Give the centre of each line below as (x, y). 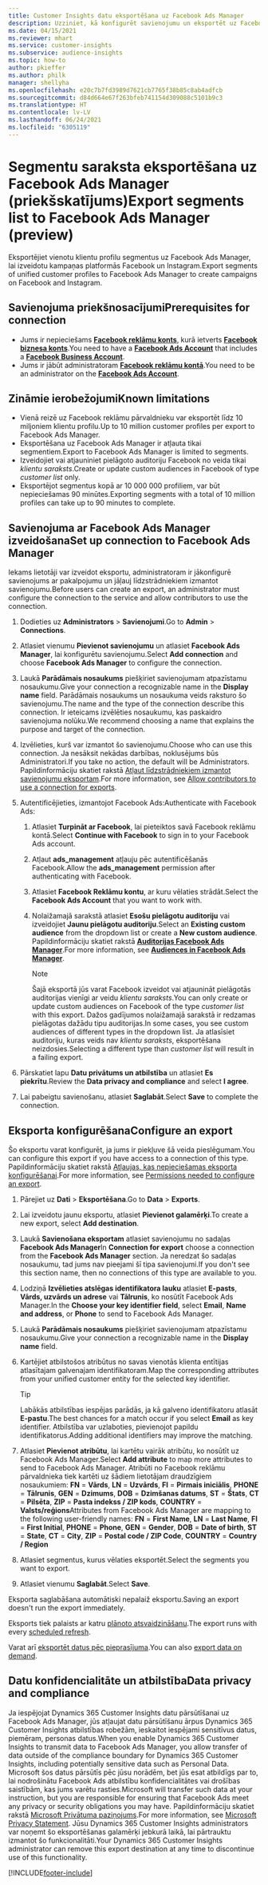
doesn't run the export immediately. (67, 1607)
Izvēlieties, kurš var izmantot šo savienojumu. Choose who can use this (136, 745)
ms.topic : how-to (37, 61)
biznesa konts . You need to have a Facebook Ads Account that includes (138, 348)
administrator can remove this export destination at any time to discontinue (132, 1848)
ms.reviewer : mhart (41, 38)
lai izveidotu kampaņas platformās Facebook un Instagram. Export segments (133, 266)
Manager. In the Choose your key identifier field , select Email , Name (133, 1305)
